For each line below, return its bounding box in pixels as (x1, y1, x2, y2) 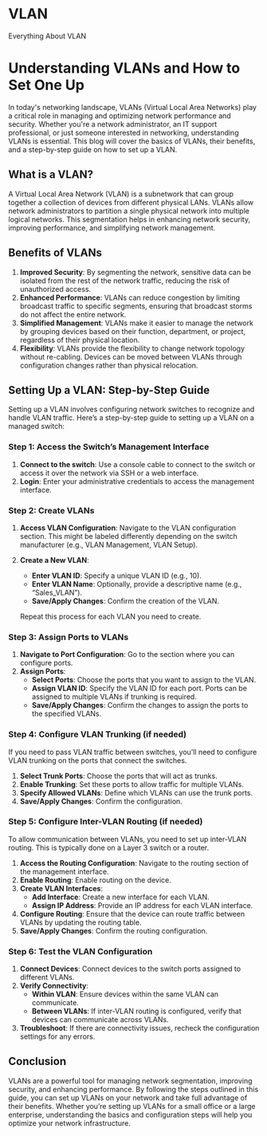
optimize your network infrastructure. (8, 1118, 132, 1128)
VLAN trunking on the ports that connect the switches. (8, 755, 187, 765)
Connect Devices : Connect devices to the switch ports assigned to (19, 964, 241, 973)
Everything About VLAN (8, 31, 86, 41)
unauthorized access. (19, 284, 92, 293)
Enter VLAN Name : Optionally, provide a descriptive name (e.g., (31, 579, 242, 588)
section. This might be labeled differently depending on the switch (19, 531, 238, 540)
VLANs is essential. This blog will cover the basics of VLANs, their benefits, (8, 136, 256, 146)
